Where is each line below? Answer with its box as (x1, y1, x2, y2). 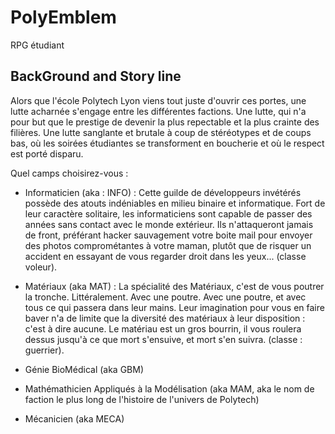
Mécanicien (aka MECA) (24, 412, 125, 425)
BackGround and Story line (10, 68, 182, 85)
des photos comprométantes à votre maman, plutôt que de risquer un (24, 239, 312, 251)
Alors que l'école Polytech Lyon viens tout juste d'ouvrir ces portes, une (10, 94, 307, 106)
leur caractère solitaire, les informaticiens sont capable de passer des (24, 207, 313, 220)
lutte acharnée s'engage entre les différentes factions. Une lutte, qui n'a (10, 105, 307, 117)
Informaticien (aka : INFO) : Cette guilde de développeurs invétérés (24, 186, 302, 198)
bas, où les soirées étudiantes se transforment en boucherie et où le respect (10, 137, 325, 149)
